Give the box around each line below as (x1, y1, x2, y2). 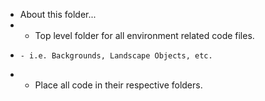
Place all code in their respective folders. (34, 79, 203, 91)
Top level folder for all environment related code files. (34, 30, 255, 41)
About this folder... (19, 9, 97, 20)
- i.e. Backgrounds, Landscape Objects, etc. (19, 51, 213, 61)
